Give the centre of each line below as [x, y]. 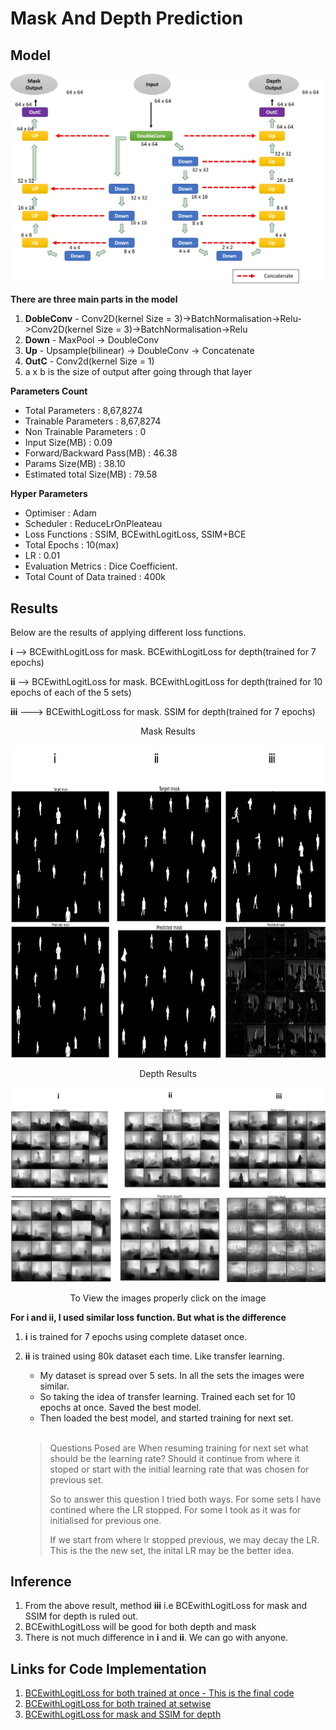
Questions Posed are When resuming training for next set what [179, 1448]
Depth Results [168, 1073]
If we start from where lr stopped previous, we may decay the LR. [184, 1539]
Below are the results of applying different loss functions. [128, 632]
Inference [41, 1581]
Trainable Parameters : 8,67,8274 [93, 421]
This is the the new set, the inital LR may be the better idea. [172, 1550]
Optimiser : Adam [60, 513]
